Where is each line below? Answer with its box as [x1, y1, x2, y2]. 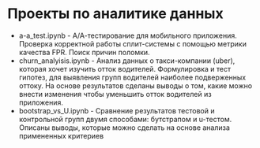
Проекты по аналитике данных [7, 5, 224, 23]
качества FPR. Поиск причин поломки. [18, 47, 151, 57]
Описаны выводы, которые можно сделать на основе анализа [18, 123, 231, 132]
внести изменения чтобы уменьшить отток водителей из [18, 89, 212, 98]
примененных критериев [18, 131, 104, 140]
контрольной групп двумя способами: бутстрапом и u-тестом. [18, 114, 232, 124]
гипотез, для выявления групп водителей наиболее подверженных [18, 72, 247, 82]
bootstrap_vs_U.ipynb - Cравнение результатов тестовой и [18, 105, 215, 115]
